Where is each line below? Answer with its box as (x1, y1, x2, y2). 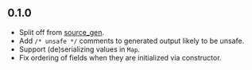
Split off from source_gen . (18, 27, 105, 37)
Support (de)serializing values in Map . (18, 44, 141, 54)
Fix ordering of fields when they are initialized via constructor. (18, 52, 222, 62)
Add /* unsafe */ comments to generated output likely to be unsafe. (18, 36, 245, 45)
